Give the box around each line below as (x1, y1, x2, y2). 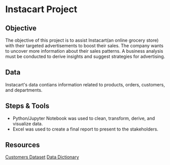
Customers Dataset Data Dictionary (5, 154, 80, 160)
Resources (5, 141, 40, 149)
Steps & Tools (5, 102, 50, 110)
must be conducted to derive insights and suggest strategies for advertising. (5, 53, 165, 59)
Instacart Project (5, 4, 78, 15)
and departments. (5, 87, 43, 93)
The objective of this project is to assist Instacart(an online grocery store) (5, 37, 159, 43)
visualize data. (12, 120, 43, 126)
